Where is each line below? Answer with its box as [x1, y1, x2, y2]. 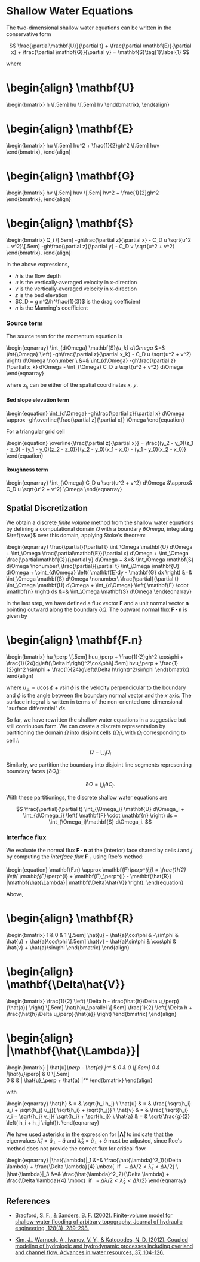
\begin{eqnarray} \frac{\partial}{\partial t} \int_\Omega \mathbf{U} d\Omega [6, 543, 193, 550]
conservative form [6, 30, 51, 37]
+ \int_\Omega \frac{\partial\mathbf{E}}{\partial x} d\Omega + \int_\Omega [6, 550, 189, 557]
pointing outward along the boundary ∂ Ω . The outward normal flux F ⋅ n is [6, 606, 187, 613]
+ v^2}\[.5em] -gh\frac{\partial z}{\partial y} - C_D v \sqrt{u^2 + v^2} [6, 242, 175, 250]
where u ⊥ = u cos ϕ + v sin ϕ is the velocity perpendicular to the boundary [6, 684, 186, 692]
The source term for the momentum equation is [6, 332, 122, 339]
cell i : [6, 737, 20, 744]
